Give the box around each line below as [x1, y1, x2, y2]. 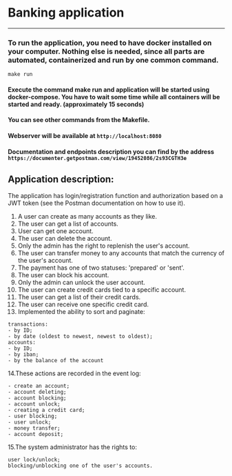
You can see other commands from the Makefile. [8, 116, 150, 124]
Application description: [8, 174, 114, 185]
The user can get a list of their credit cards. [17, 293, 141, 301]
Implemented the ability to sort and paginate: [17, 308, 145, 316]
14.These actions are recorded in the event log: [8, 369, 141, 377]
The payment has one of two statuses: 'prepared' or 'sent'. [17, 264, 185, 272]
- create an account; [8, 383, 70, 390]
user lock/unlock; [8, 457, 61, 464]
